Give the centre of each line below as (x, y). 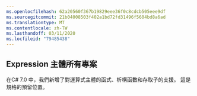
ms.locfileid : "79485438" (38, 39)
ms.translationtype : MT (36, 22)
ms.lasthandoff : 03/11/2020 (41, 34)
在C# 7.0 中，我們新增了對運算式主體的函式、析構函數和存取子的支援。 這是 (99, 80)
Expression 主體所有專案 (52, 64)
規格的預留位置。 (27, 87)
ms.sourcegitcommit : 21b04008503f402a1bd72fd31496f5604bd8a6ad (86, 17)
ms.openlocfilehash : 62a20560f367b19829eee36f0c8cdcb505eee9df (86, 11)
